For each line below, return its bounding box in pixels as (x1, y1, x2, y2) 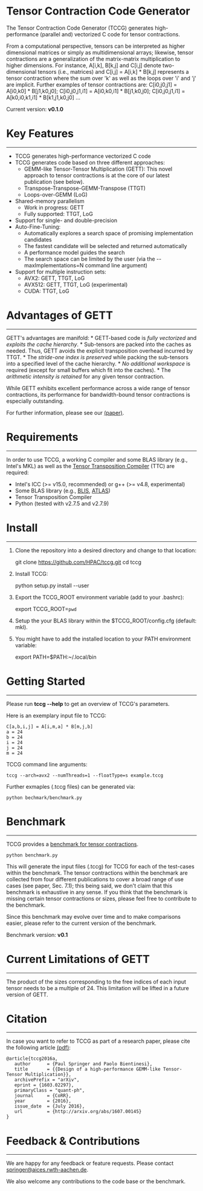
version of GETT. (6, 991, 48, 998)
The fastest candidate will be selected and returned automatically (24, 242, 187, 249)
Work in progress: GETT (24, 204, 85, 211)
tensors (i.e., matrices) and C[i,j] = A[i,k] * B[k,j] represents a (37, 68, 189, 75)
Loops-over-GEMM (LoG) (24, 191, 88, 198)
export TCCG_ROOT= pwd (14, 605, 77, 612)
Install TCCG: (14, 570, 48, 577)
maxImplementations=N (24, 261, 84, 269)
